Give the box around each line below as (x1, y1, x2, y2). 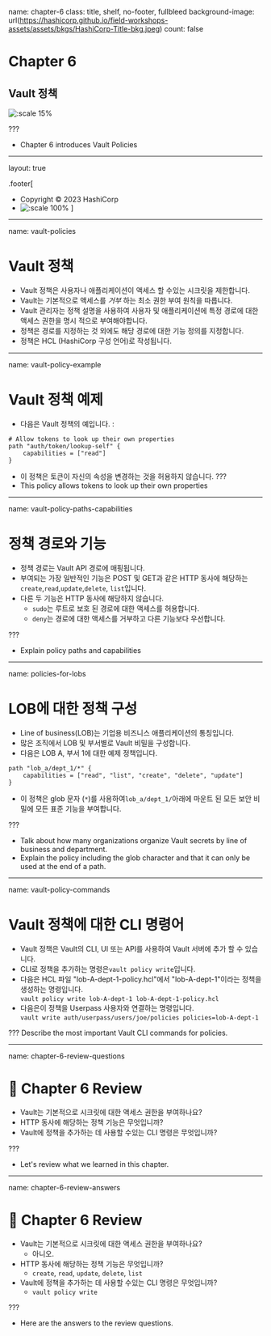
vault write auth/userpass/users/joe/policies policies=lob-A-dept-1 (19, 1013, 260, 1022)
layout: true (8, 163, 47, 172)
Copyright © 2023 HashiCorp (19, 194, 119, 204)
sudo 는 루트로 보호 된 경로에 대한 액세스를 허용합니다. (31, 603, 200, 613)
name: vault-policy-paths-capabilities (8, 503, 133, 513)
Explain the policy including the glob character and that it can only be (19, 853, 251, 863)
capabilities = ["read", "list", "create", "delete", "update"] (23, 771, 244, 779)
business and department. (19, 844, 107, 854)
